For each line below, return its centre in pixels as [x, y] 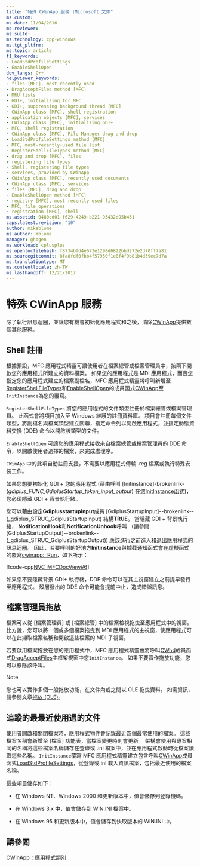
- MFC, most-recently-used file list [53, 145]
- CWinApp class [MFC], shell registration [61, 112]
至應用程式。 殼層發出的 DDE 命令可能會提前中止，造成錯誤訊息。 [87, 587]
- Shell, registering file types [48, 167]
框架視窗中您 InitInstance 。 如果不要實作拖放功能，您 [124, 658]
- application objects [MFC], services [56, 117]
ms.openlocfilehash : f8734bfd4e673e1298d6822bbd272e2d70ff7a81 [87, 251]
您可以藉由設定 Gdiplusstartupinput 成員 [56, 511]
